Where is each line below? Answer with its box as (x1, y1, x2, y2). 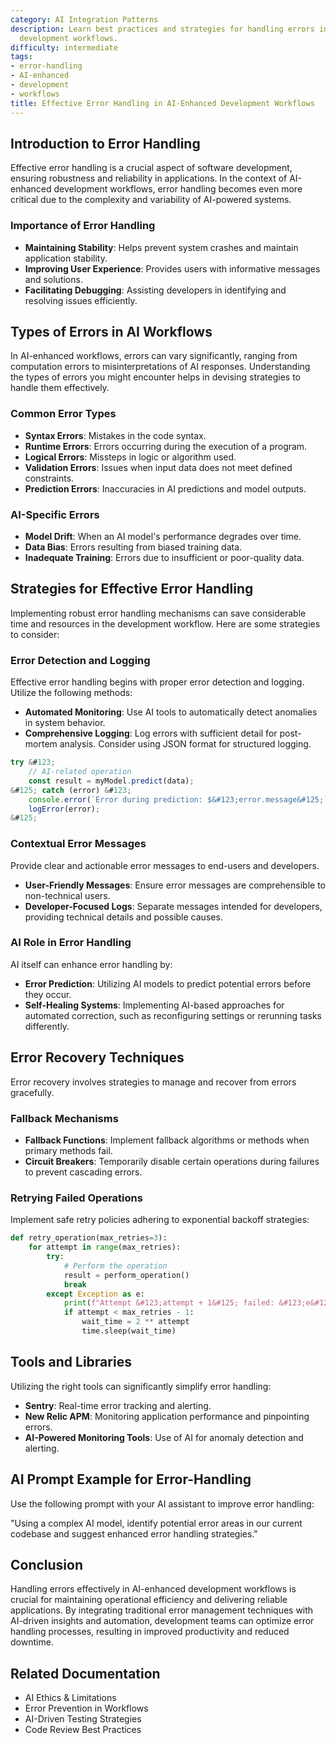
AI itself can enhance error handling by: (10, 958, 173, 970)
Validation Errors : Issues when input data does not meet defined (24, 461, 293, 473)
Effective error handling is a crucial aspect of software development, (10, 162, 293, 174)
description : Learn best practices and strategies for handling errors (10, 24, 315, 34)
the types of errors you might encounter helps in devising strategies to (10, 371, 302, 383)
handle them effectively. (10, 382, 110, 394)
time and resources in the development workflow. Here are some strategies (10, 617, 321, 630)
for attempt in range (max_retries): (28, 1242, 182, 1253)
